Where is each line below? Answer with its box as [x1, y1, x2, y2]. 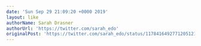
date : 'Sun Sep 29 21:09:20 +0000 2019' [6, 8, 109, 15]
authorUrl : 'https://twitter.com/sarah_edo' [6, 25, 119, 32]
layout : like [6, 14, 39, 20]
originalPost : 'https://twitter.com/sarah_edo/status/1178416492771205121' [6, 31, 199, 37]
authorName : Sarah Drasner [6, 20, 74, 26]
